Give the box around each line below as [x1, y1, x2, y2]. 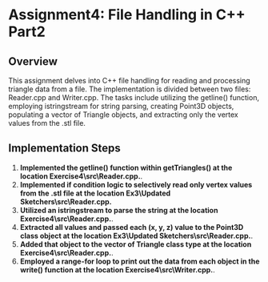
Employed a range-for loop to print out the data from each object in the [19, 256, 260, 266]
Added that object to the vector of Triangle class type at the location [19, 239, 252, 249]
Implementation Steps [8, 142, 122, 155]
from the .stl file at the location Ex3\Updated [19, 188, 171, 198]
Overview [8, 54, 58, 68]
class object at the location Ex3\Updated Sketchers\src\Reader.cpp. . [19, 231, 254, 240]
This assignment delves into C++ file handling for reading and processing [8, 76, 250, 85]
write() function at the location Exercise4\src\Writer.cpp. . [19, 264, 216, 274]
